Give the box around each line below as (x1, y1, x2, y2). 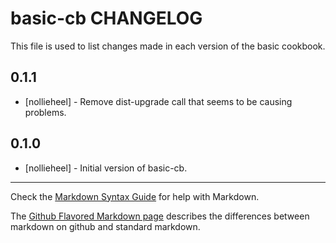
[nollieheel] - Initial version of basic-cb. (24, 162, 188, 174)
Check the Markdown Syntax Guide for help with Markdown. (10, 190, 260, 202)
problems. (24, 106, 67, 118)
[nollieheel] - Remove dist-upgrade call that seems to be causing (24, 95, 293, 107)
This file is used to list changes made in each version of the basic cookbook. (10, 40, 326, 52)
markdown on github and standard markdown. (10, 220, 201, 232)
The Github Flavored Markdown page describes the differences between (10, 210, 310, 222)
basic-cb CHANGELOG (10, 7, 203, 30)
